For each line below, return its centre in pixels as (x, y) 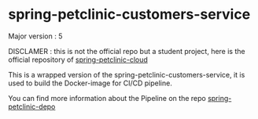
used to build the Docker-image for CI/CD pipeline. (90, 83)
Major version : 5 (35, 36)
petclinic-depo (32, 106)
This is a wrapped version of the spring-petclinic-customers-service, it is (127, 74)
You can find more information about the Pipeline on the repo (107, 98)
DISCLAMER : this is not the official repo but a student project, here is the (127, 51)
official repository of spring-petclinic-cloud (78, 59)
